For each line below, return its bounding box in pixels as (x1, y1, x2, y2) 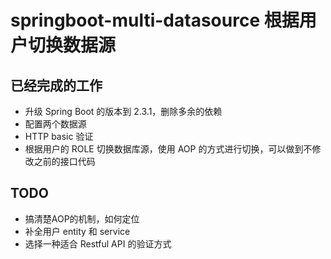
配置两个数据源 (24, 118, 87, 130)
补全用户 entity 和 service (24, 225, 131, 237)
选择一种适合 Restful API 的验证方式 (24, 237, 172, 250)
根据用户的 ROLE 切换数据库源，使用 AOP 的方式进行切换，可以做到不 (24, 143, 313, 155)
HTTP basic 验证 (24, 131, 94, 142)
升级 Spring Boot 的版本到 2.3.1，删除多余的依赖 (24, 106, 223, 117)
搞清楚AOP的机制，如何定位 (24, 212, 140, 225)
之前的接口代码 (33, 156, 96, 167)
